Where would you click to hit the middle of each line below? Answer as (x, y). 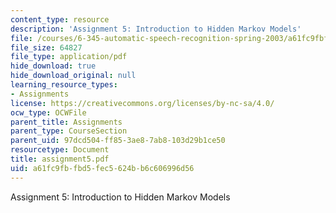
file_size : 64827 (46, 47)
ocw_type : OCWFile (48, 112)
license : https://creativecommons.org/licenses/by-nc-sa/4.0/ (142, 103)
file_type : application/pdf (69, 57)
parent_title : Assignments (66, 122)
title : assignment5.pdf (60, 159)
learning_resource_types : (64, 85)
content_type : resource (60, 19)
